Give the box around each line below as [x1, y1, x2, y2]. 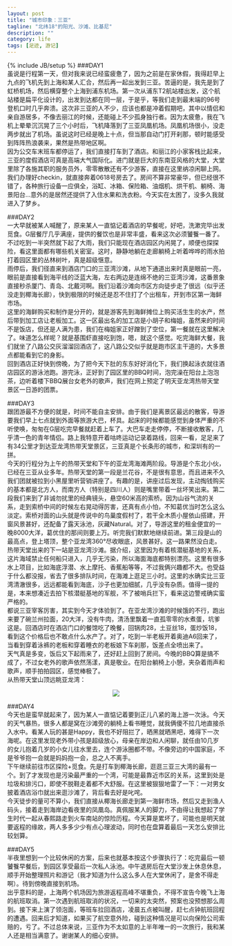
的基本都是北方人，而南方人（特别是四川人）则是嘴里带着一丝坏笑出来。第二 [7, 485, 225, 493]
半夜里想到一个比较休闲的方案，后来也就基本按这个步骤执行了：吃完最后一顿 [7, 853, 225, 862]
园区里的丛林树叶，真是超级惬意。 [19, 256, 116, 263]
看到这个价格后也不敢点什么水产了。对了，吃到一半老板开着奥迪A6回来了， [7, 632, 221, 640]
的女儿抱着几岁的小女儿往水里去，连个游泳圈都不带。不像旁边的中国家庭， [7, 745, 219, 753]
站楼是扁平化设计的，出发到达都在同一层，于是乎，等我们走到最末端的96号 [7, 95, 221, 104]
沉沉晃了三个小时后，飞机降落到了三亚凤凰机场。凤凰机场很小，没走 [30, 122, 225, 129]
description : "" [7, 29, 54, 37]
